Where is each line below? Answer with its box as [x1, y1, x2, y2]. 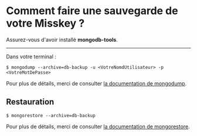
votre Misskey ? [6, 16, 85, 30]
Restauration [6, 97, 55, 107]
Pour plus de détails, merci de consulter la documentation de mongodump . [6, 79, 187, 87]
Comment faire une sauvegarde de [6, 4, 178, 18]
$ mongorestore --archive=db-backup [6, 112, 96, 118]
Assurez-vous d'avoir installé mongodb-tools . [6, 36, 118, 43]
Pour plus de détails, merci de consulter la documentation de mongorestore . [6, 122, 191, 130]
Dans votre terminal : [6, 53, 57, 60]
